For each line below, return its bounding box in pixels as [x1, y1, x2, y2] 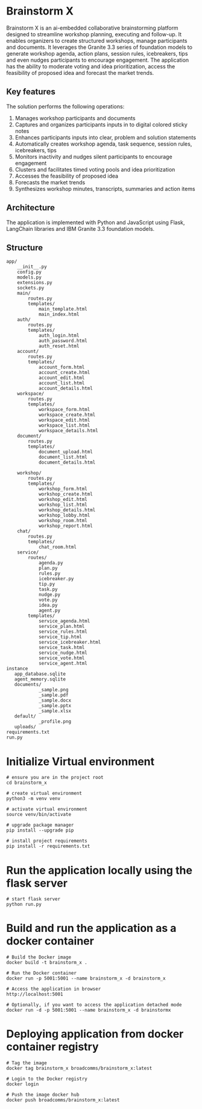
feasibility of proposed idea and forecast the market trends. [6, 69, 154, 76]
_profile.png [38, 719, 71, 725]
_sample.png [38, 687, 69, 693]
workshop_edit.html [38, 497, 87, 503]
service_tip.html [38, 634, 83, 640]
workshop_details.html [38, 507, 96, 513]
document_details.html [38, 459, 96, 466]
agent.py [38, 607, 61, 614]
